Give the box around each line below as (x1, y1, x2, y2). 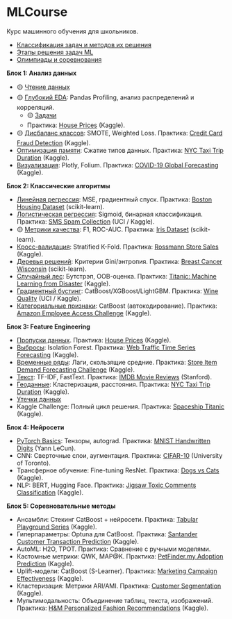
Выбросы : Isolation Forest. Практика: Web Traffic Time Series (16, 343, 196, 352)
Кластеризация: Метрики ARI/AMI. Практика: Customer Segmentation (16, 581, 222, 590)
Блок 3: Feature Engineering (6, 322, 91, 331)
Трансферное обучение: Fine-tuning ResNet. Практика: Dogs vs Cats (16, 466, 219, 474)
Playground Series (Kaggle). (16, 522, 98, 531)
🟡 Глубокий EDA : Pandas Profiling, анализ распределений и (16, 93, 194, 101)
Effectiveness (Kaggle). (16, 574, 84, 582)
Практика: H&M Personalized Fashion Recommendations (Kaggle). (16, 604, 209, 612)
